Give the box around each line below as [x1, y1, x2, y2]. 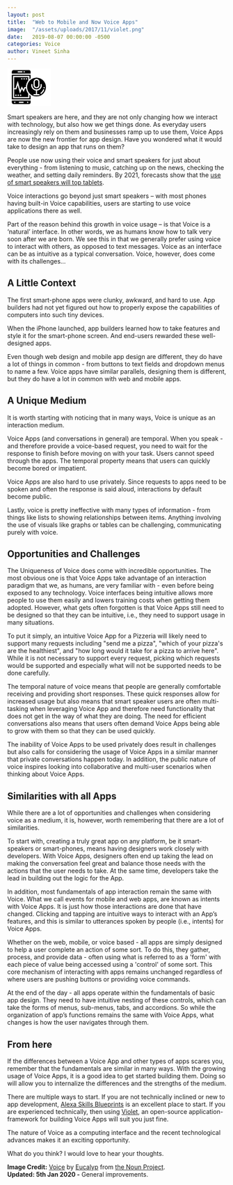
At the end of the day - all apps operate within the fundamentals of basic [7, 988, 216, 997]
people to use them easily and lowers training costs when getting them [7, 596, 210, 604]
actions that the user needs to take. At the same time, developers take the [7, 866, 219, 875]
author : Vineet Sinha [7, 48, 70, 55]
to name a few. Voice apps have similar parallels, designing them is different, [7, 367, 227, 376]
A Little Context [7, 277, 77, 289]
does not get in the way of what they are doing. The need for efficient [7, 712, 207, 721]
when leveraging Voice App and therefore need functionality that [29, 705, 216, 713]
